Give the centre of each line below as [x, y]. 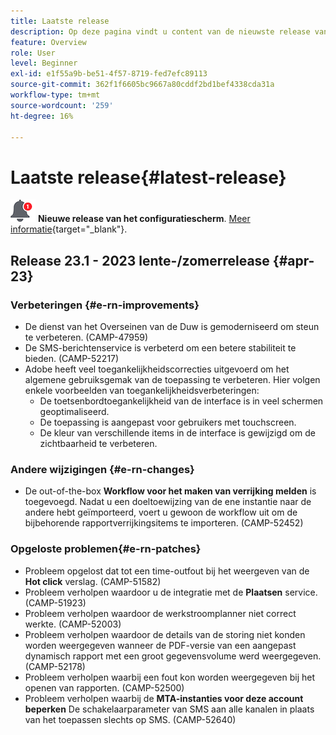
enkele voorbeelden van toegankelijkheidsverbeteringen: [142, 390]
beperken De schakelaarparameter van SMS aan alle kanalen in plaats [169, 709]
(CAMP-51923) [55, 602]
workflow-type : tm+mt [55, 95]
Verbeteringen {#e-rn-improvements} [105, 305]
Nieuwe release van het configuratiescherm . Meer [144, 219]
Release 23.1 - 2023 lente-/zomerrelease [140, 260]
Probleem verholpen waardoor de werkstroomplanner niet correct [160, 613]
